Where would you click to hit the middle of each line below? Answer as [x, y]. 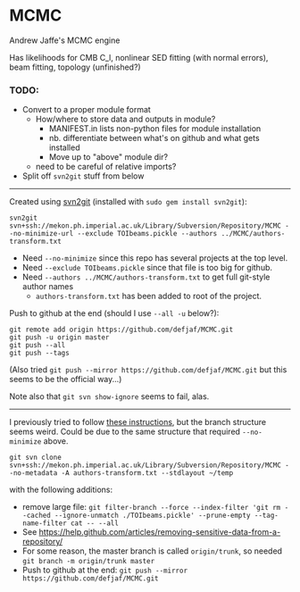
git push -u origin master [59, 338]
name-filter [44, 523]
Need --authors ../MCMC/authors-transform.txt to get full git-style [146, 277]
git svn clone [36, 458]
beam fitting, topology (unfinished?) [75, 67]
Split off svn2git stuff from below [83, 176]
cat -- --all [94, 523]
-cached [36, 516]
